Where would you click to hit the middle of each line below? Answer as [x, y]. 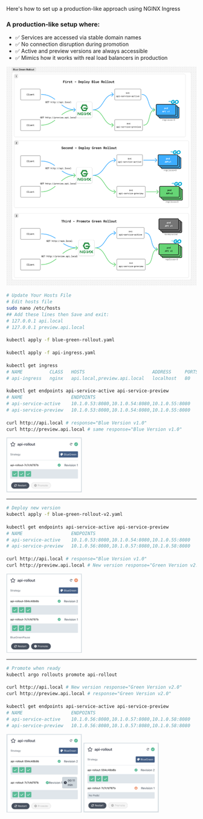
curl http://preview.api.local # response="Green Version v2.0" [89, 694]
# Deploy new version [34, 508]
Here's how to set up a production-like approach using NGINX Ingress [93, 9]
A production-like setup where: [53, 24]
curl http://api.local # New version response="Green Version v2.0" [94, 687]
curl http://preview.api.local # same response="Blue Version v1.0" [94, 429]
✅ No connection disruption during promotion [72, 44]
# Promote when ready [34, 668]
